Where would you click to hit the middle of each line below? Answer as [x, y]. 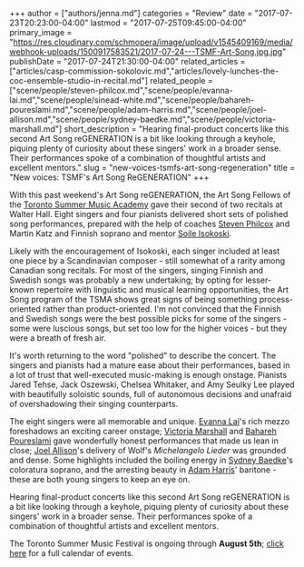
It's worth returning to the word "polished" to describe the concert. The [143, 355]
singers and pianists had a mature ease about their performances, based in [150, 365]
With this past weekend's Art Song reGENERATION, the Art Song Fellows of [150, 195]
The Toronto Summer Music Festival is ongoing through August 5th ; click [147, 543]
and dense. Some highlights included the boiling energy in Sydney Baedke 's [151, 460]
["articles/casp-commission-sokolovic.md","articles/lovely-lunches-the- [144, 71]
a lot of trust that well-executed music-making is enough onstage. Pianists [148, 375]
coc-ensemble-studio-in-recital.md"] [78, 80]
